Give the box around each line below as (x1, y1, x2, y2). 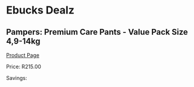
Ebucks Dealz (6, 4, 75, 17)
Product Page (6, 52, 40, 59)
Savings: (6, 75, 28, 81)
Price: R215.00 (6, 63, 41, 70)
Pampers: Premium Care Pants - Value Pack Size (6, 27, 188, 37)
